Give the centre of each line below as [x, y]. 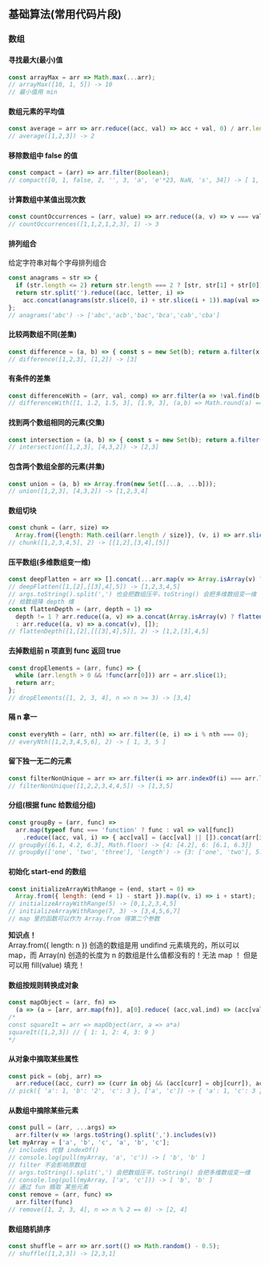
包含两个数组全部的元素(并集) [57, 466]
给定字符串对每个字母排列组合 [57, 263]
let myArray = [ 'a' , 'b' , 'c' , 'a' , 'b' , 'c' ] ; [89, 1143]
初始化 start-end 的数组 [47, 871]
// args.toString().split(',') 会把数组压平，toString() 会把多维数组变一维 [129, 1172]
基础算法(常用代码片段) [65, 14]
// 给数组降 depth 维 [41, 602]
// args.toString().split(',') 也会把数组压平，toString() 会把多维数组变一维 [132, 594]
